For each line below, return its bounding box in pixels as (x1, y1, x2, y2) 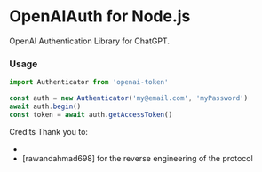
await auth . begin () (9, 102, 82, 111)
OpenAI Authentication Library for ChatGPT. (9, 35, 171, 46)
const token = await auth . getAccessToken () (9, 110, 173, 119)
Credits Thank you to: (9, 126, 89, 137)
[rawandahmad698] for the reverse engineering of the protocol (21, 152, 253, 163)
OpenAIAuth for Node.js (9, 6, 191, 27)
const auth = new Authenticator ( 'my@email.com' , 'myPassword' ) (9, 94, 249, 103)
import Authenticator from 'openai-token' (9, 78, 169, 87)
